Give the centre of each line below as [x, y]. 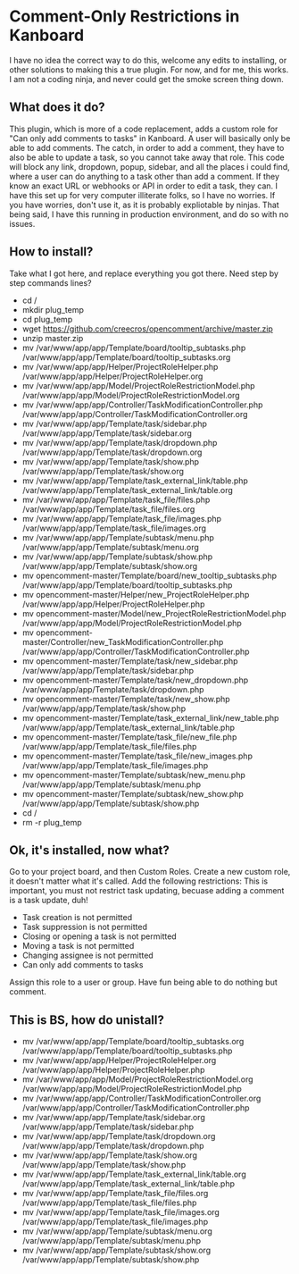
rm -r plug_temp [52, 822]
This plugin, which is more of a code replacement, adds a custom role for [144, 129]
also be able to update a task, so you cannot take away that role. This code [147, 157]
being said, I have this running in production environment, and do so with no [149, 214]
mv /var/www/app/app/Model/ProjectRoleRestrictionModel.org [137, 1079]
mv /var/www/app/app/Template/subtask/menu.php [118, 537]
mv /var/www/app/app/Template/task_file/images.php [121, 518]
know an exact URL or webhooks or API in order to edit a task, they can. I [144, 186]
